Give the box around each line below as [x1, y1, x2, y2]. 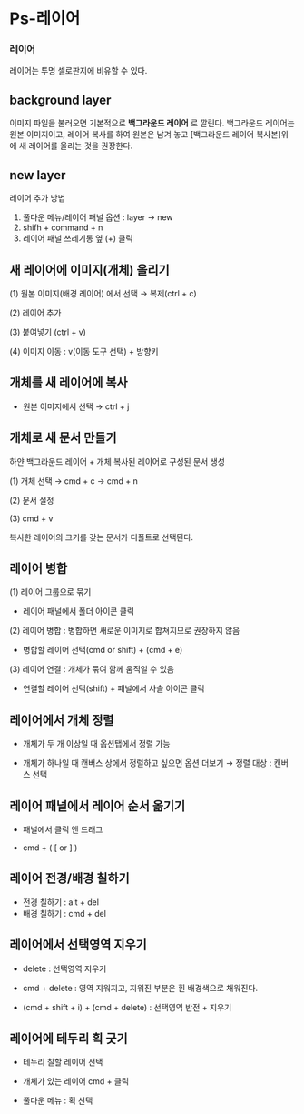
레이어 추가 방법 [9, 193, 66, 204]
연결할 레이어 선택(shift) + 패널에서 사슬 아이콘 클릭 [22, 683, 205, 694]
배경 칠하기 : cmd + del [22, 908, 107, 918]
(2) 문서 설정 [9, 495, 54, 506]
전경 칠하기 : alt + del [22, 897, 100, 908]
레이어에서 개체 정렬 [9, 712, 114, 728]
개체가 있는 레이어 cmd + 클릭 [22, 1076, 130, 1087]
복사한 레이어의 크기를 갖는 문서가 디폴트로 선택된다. [9, 531, 193, 542]
